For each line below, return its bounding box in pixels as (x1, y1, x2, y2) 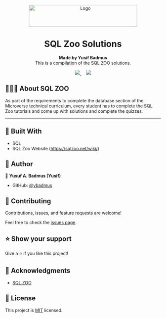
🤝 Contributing (5, 197, 51, 205)
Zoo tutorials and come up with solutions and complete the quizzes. (5, 108, 143, 114)
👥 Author (5, 160, 33, 168)
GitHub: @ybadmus (12, 182, 52, 188)
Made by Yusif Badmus (58, 54, 108, 60)
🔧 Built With (5, 127, 42, 136)
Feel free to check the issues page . (5, 220, 77, 226)
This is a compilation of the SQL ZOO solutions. (35, 60, 131, 66)
